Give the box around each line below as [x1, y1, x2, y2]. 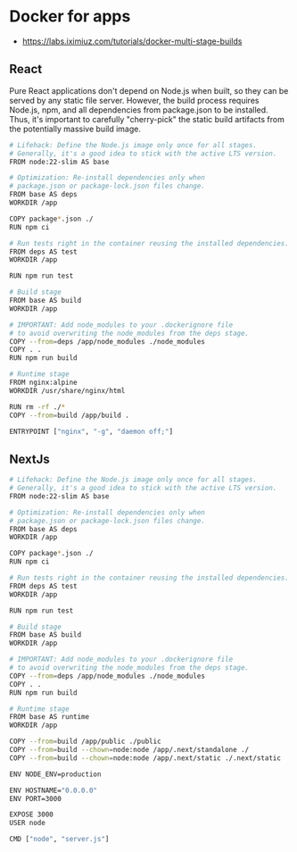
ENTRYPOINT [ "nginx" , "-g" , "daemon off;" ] [9, 427, 174, 436]
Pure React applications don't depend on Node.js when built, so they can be [9, 85, 289, 96]
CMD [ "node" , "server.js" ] [9, 835, 110, 844]
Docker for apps [9, 6, 131, 27]
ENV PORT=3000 [9, 794, 62, 803]
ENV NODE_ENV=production [9, 770, 102, 779]
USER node [9, 819, 46, 828]
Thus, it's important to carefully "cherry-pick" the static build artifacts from [9, 113, 285, 124]
